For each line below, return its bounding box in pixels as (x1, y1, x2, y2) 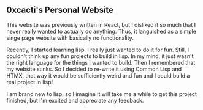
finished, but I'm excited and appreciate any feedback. (6, 97, 144, 104)
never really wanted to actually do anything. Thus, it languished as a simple (6, 28, 196, 35)
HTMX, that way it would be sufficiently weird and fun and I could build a (6, 71, 190, 79)
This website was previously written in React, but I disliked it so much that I (6, 21, 196, 28)
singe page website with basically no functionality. (6, 34, 134, 42)
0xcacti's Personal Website (6, 5, 114, 15)
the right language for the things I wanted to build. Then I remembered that (6, 59, 196, 66)
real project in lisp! (6, 78, 53, 86)
